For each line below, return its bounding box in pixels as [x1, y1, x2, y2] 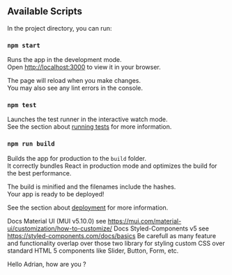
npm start [7, 41, 40, 49]
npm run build [7, 140, 55, 148]
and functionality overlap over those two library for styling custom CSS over [7, 239, 225, 247]
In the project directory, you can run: [7, 24, 112, 32]
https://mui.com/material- [107, 217, 182, 225]
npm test [7, 101, 37, 109]
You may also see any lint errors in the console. [7, 84, 143, 93]
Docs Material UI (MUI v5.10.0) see [7, 217, 107, 225]
